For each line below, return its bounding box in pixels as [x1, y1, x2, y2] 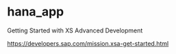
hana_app [7, 4, 64, 20]
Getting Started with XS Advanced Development [7, 26, 143, 34]
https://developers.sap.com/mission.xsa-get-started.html [7, 39, 169, 47]
